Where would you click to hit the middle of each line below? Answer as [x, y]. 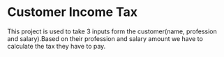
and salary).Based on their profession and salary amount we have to [105, 38]
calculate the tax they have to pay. [57, 46]
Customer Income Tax [73, 12]
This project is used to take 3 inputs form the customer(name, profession [112, 31]
